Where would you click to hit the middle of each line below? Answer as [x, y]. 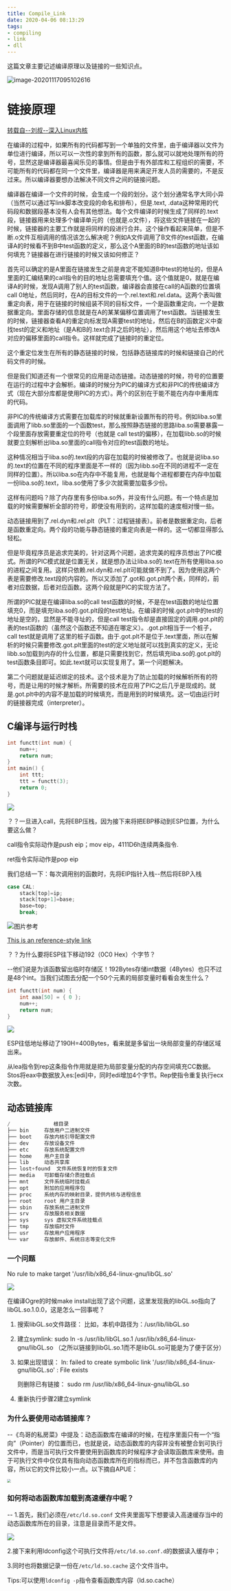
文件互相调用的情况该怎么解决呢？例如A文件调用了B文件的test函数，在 [118, 237]
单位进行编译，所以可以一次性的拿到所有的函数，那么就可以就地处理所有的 [112, 153]
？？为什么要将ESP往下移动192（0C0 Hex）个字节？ [81, 954]
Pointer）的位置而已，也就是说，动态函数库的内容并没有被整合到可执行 [122, 1443]
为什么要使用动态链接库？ [49, 1419]
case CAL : [21, 887]
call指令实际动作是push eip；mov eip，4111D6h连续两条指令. [93, 844]
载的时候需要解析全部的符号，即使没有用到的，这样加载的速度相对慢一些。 [112, 506]
